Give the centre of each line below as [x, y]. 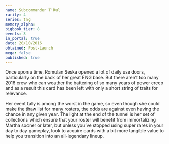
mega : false [18, 53]
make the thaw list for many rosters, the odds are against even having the [82, 109]
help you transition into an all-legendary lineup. [55, 136]
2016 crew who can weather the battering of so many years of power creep [84, 83]
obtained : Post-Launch [29, 48]
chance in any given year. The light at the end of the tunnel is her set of [80, 114]
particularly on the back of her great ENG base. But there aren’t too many [82, 78]
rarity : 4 [16, 15]
